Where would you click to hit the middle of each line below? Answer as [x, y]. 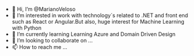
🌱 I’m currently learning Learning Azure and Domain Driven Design [94, 34]
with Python [27, 28]
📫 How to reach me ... [39, 47]
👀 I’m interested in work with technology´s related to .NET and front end [100, 15]
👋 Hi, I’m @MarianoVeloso [44, 9]
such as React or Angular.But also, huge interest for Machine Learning [98, 22]
